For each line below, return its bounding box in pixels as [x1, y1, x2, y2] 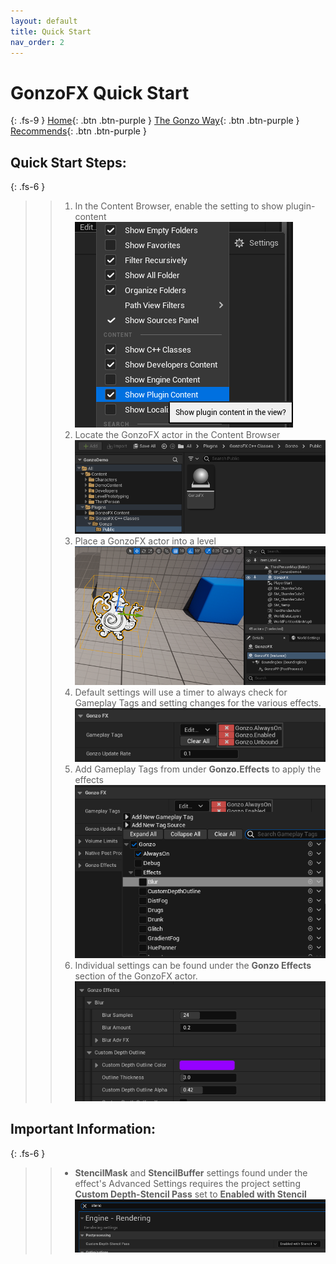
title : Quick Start [10, 26, 92, 37]
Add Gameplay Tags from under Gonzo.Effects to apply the [74, 763, 322, 775]
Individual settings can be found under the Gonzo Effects [74, 960, 312, 972]
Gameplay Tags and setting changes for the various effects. [74, 696, 322, 709]
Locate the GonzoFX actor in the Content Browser [74, 429, 281, 441]
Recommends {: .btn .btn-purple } [10, 125, 147, 137]
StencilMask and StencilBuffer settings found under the [74, 1166, 308, 1179]
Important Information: [10, 1121, 157, 1138]
